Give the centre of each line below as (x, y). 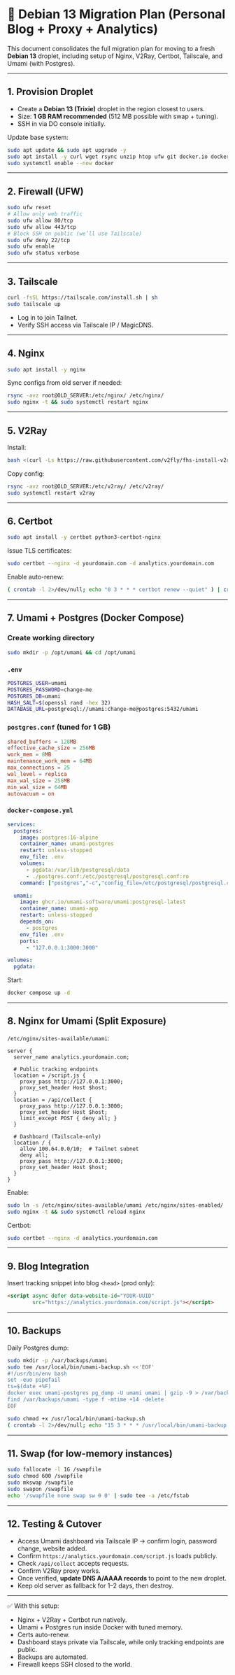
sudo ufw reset (29, 208)
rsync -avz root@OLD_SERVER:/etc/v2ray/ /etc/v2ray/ (86, 486)
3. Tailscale (33, 282)
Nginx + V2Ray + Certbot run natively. (72, 1620)
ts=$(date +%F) (29, 1387)
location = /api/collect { (53, 1100)
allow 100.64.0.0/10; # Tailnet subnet (79, 1149)
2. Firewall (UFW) (45, 191)
